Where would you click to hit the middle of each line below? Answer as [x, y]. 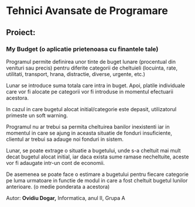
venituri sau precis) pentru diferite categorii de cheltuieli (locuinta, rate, [92, 68]
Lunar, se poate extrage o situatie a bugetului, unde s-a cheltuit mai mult [93, 150]
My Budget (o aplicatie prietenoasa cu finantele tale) [82, 49]
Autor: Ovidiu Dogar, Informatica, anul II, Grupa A [66, 198]
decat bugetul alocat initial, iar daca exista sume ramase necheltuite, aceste [97, 157]
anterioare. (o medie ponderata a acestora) [58, 187]
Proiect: [21, 32]
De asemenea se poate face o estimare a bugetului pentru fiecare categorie [97, 174]
